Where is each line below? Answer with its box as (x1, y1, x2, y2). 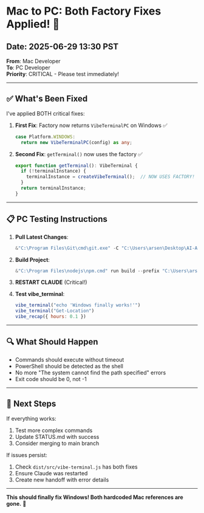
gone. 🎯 (6, 500, 27, 507)
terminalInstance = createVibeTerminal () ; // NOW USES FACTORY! (26, 174, 195, 180)
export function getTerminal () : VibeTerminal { (15, 162, 138, 168)
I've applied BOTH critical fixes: (6, 109, 85, 117)
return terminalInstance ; (21, 185, 86, 191)
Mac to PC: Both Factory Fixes (6, 4, 161, 18)
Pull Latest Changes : (15, 233, 69, 241)
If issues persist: (6, 451, 47, 458)
